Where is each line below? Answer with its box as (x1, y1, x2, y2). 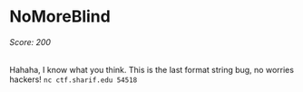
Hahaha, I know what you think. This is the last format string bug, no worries (9, 65, 295, 76)
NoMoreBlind (9, 6, 111, 27)
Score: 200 (9, 36, 52, 47)
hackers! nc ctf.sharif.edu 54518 (9, 74, 138, 85)
